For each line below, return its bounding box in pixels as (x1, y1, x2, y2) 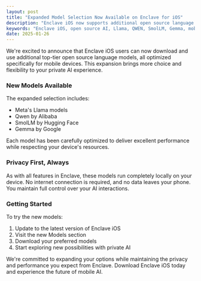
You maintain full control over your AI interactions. (6, 185, 130, 192)
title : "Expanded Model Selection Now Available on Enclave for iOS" (6, 14, 184, 20)
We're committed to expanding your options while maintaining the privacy (6, 255, 188, 263)
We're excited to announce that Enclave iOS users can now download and (6, 47, 188, 54)
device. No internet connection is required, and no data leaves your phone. (6, 178, 191, 185)
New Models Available (6, 81, 72, 90)
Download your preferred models (14, 237, 97, 245)
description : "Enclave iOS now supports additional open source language (6, 20, 194, 26)
